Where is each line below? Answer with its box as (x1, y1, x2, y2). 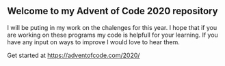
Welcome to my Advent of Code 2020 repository (7, 5, 218, 17)
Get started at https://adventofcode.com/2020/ (7, 51, 140, 59)
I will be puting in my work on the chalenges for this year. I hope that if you (7, 23, 217, 31)
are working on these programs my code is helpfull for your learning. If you (7, 31, 219, 39)
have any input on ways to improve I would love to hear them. (7, 37, 180, 46)
